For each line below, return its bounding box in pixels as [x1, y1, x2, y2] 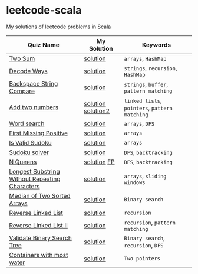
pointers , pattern [124, 104, 173, 112]
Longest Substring [9, 167, 60, 175]
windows [124, 179, 146, 186]
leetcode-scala [6, 4, 82, 17]
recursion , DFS [124, 241, 164, 249]
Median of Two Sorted [9, 191, 71, 200]
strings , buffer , [124, 80, 169, 89]
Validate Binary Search [9, 234, 72, 242]
